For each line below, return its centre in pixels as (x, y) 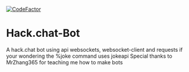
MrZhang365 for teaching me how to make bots (64, 62)
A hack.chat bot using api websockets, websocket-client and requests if (94, 49)
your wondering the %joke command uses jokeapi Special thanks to (89, 56)
